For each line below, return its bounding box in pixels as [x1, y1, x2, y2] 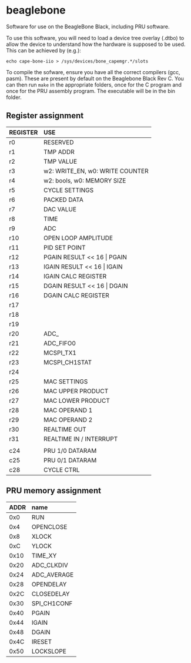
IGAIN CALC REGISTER [43, 272, 107, 280]
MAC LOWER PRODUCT [43, 396, 110, 405]
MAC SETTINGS [43, 377, 88, 386]
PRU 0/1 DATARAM [43, 456, 97, 464]
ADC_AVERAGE [31, 571, 74, 579]
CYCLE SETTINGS [43, 186, 94, 194]
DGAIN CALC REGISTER [43, 291, 110, 299]
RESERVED [43, 138, 75, 146]
